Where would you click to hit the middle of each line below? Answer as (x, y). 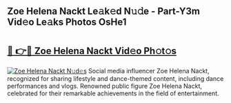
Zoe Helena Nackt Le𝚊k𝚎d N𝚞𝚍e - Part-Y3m (104, 11)
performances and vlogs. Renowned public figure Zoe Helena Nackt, (104, 86)
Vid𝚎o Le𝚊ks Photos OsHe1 (67, 22)
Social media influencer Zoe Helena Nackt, (149, 71)
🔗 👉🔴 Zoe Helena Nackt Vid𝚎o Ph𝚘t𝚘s (92, 51)
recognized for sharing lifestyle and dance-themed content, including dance (115, 78)
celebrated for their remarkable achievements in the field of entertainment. (113, 93)
